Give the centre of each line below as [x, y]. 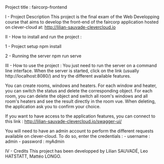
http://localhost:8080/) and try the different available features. [68, 76]
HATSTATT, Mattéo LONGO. [33, 156]
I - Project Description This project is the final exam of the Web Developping [82, 17]
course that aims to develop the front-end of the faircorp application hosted [82, 22]
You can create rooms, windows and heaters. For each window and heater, [81, 85]
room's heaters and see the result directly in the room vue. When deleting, [81, 101]
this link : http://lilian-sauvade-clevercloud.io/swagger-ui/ [64, 121]
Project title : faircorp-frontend [36, 7]
